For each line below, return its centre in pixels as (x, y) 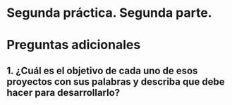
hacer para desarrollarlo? (63, 92)
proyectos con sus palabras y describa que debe (116, 82)
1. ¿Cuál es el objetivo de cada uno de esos (102, 70)
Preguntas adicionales (74, 45)
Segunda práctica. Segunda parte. (109, 13)
